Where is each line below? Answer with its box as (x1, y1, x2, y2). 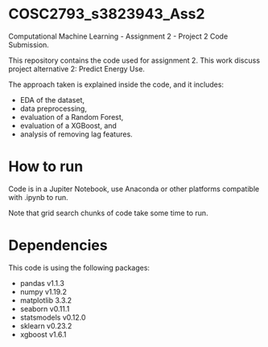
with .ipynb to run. (8, 192, 68, 202)
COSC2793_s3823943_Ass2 (8, 5, 205, 23)
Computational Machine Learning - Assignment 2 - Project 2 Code (8, 31, 229, 41)
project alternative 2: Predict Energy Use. (8, 63, 145, 73)
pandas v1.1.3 (19, 278, 64, 288)
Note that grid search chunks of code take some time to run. (8, 208, 208, 218)
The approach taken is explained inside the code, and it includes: (8, 80, 224, 89)
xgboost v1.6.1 (19, 329, 67, 339)
